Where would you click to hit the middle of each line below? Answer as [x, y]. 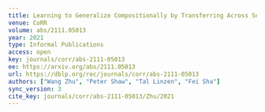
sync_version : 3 [35, 89]
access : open [30, 52]
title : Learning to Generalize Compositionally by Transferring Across [128, 15]
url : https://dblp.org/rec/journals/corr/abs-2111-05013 [104, 74]
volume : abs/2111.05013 [47, 30]
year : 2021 [26, 37]
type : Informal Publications [56, 45]
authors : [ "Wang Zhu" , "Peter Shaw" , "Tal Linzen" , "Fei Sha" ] [114, 81]
